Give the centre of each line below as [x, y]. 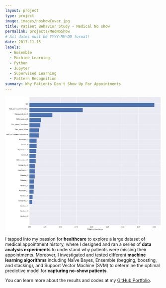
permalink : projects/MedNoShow [38, 32]
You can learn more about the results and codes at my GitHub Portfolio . [78, 280]
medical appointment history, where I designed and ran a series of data [78, 244]
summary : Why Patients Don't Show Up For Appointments [63, 84]
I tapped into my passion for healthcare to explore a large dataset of [75, 239]
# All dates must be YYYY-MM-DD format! [48, 37]
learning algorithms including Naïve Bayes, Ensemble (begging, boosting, [81, 260]
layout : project [22, 10]
